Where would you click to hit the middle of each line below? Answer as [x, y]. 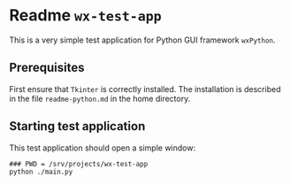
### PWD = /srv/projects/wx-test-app [79, 164]
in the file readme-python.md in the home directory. [100, 98]
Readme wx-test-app [85, 15]
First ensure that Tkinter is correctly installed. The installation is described [145, 89]
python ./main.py [41, 172]
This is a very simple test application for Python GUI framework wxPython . [142, 40]
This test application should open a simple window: [103, 148]
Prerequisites [47, 68]
